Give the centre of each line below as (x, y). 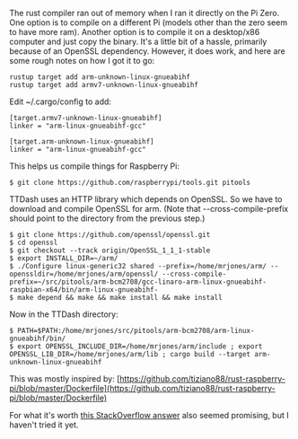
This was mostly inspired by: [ (65, 379)
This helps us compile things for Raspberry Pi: (94, 166)
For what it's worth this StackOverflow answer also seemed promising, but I (149, 415)
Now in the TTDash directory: (64, 314)
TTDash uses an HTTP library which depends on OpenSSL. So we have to (146, 199)
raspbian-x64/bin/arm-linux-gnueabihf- (84, 290)
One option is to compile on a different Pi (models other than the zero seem (149, 22)
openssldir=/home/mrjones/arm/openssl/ (84, 274)
